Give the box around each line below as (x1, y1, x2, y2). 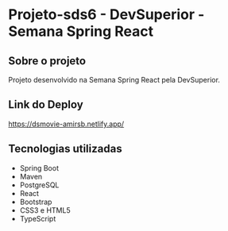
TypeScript (19, 214, 56, 223)
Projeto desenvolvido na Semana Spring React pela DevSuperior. (8, 75, 221, 84)
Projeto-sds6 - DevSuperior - (8, 6, 205, 24)
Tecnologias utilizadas (8, 142, 122, 156)
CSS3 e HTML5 (19, 205, 71, 215)
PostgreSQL (19, 180, 60, 190)
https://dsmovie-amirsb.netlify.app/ (8, 119, 125, 129)
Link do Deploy (8, 98, 83, 112)
